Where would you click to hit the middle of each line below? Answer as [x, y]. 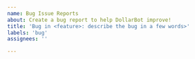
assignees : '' [28, 39]
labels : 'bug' [28, 33]
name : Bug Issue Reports [43, 13]
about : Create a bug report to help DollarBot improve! [89, 20]
